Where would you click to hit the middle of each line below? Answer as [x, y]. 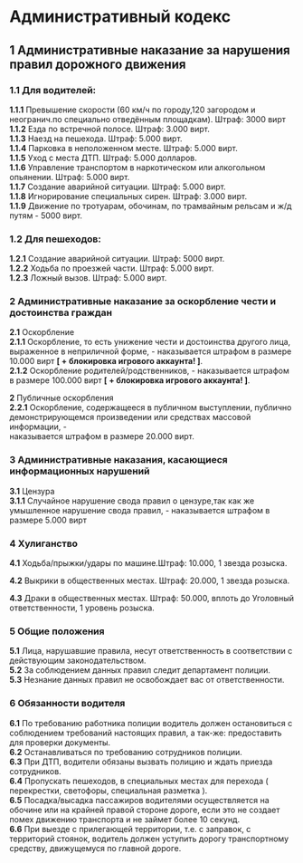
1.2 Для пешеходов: [55, 239]
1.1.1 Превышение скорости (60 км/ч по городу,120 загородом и [133, 110]
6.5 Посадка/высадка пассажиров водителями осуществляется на [139, 800]
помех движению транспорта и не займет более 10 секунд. [125, 819]
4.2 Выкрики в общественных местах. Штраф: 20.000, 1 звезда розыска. [150, 580]
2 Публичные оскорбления [62, 398]
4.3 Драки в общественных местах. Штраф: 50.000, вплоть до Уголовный [152, 599]
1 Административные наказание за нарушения [150, 50]
